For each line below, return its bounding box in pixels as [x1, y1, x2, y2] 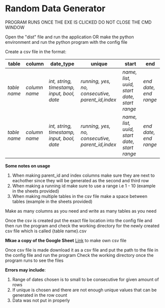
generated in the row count [12, 292, 67, 298]
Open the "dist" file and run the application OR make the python [5, 34, 134, 40]
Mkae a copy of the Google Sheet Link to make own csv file [5, 237, 127, 243]
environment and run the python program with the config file [5, 39, 128, 45]
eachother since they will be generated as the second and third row [12, 177, 149, 183]
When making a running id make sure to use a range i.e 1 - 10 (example [12, 183, 156, 189]
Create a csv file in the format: [5, 49, 66, 55]
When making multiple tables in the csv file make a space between [12, 193, 147, 199]
